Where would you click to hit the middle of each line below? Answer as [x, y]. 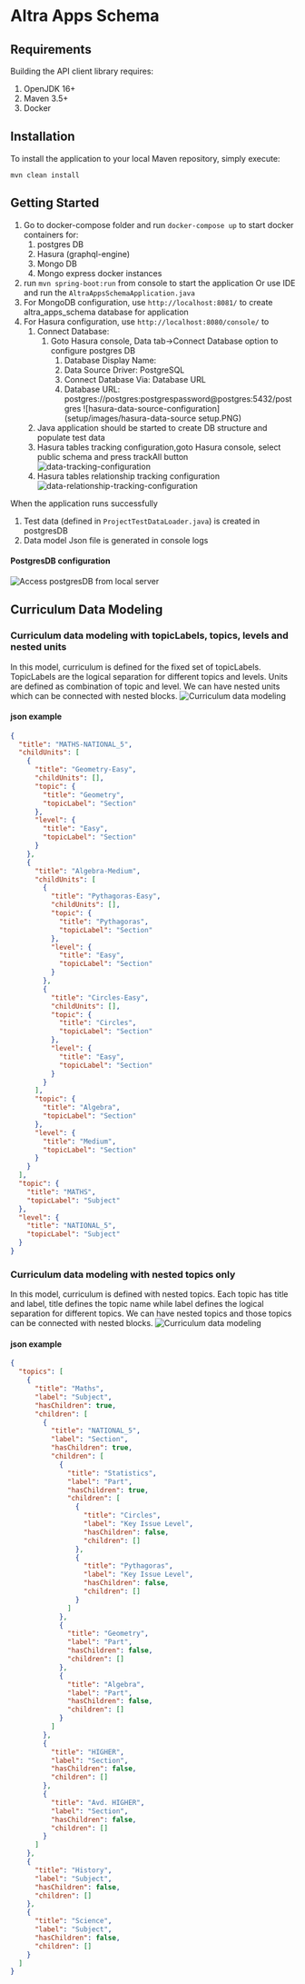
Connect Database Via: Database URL [135, 379]
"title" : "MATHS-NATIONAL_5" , [75, 744]
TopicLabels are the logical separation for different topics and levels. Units [149, 676]
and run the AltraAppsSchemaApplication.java [109, 293]
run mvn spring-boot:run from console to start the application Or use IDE [159, 283]
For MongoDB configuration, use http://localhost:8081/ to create [148, 302]
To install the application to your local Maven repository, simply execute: [145, 158]
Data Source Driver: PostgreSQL [124, 370]
